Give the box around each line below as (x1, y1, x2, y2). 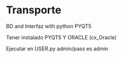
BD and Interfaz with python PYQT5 (6, 23, 92, 30)
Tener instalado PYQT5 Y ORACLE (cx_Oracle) (6, 34, 117, 41)
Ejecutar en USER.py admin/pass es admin (6, 45, 109, 52)
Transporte (6, 3, 61, 17)
